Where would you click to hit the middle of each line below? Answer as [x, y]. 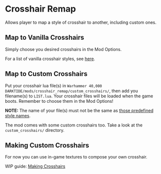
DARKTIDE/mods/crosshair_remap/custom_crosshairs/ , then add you [72, 91]
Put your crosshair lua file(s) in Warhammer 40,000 [54, 85]
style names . [18, 115]
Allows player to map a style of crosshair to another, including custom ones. [81, 22]
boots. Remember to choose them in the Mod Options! [59, 101]
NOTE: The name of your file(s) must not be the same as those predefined [79, 111]
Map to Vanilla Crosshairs [45, 38]
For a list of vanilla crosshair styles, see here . [50, 59]
